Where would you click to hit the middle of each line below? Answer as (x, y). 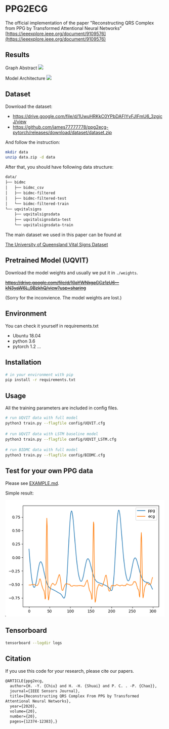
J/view (19, 122)
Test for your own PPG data (49, 471)
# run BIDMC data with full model (42, 450)
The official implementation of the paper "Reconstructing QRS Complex (80, 23)
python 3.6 (24, 341)
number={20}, (24, 716)
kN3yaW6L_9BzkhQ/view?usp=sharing (46, 288)
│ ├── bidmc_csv (25, 188)
